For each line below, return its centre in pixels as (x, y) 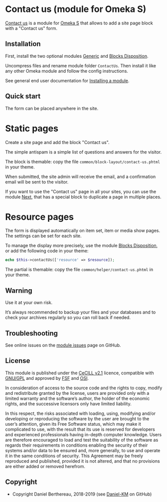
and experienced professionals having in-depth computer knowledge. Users (83, 434)
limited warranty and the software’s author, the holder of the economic (78, 398)
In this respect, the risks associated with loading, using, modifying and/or (81, 413)
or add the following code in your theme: (47, 251)
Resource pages (39, 217)
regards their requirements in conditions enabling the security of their (77, 445)
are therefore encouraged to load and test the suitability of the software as (82, 440)
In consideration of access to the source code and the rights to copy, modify (84, 388)
